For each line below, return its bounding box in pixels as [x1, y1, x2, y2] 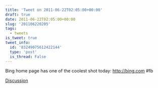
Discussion [5, 77, 28, 83]
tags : [5, 26, 17, 31]
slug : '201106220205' [5, 21, 51, 27]
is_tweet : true [5, 36, 37, 41]
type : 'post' [10, 49, 37, 54]
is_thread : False [10, 54, 46, 59]
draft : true [5, 12, 30, 17]
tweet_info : [5, 40, 30, 45]
